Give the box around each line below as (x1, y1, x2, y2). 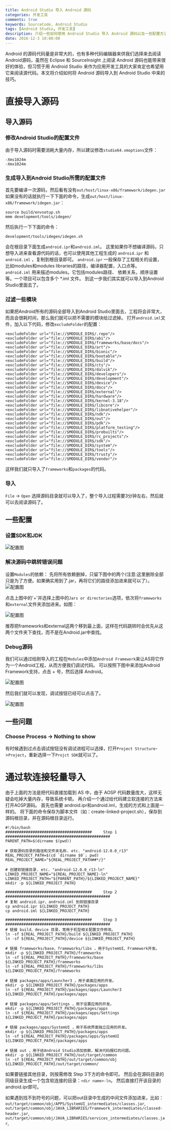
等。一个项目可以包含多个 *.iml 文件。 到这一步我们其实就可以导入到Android (5, 276, 164, 282)
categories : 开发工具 (5, 12, 48, 17)
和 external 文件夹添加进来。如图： (5, 601, 77, 607)
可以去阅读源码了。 (5, 499, 46, 505)
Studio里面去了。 (5, 282, 42, 288)
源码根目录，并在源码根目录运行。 (5, 815, 77, 821)
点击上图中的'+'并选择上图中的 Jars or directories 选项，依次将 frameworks (5, 595, 162, 601)
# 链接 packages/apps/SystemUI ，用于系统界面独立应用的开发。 (5, 1024, 129, 1030)
